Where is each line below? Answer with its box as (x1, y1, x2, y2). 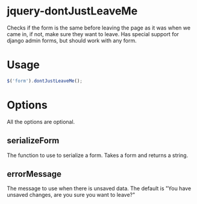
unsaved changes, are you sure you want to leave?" (7, 191, 136, 199)
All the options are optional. (7, 118, 75, 125)
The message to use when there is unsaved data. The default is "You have (7, 185, 192, 192)
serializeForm (7, 135, 60, 146)
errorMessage (7, 168, 62, 179)
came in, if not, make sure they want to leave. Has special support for (7, 30, 180, 37)
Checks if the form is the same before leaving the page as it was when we (7, 24, 191, 31)
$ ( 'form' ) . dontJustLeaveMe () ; (7, 78, 83, 84)
